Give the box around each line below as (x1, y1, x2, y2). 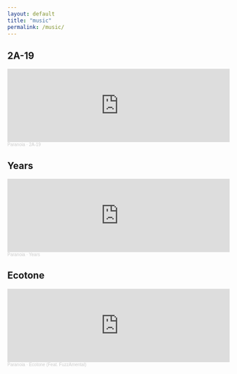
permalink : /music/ (7, 23, 65, 30)
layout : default (7, 10, 55, 18)
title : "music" (7, 17, 52, 24)
